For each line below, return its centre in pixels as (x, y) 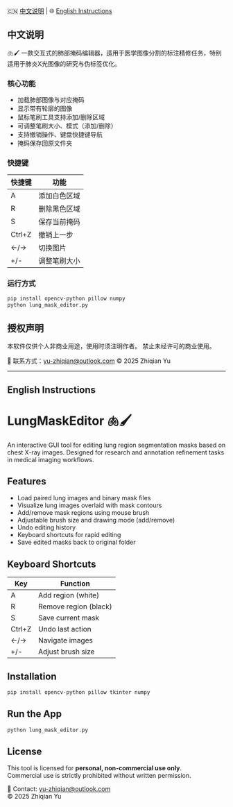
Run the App (35, 714)
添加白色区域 (60, 196)
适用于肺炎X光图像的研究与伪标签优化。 (64, 63)
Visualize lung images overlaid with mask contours (89, 505)
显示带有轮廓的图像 (45, 109)
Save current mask (69, 618)
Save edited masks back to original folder (77, 542)
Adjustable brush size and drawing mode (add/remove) (96, 520)
